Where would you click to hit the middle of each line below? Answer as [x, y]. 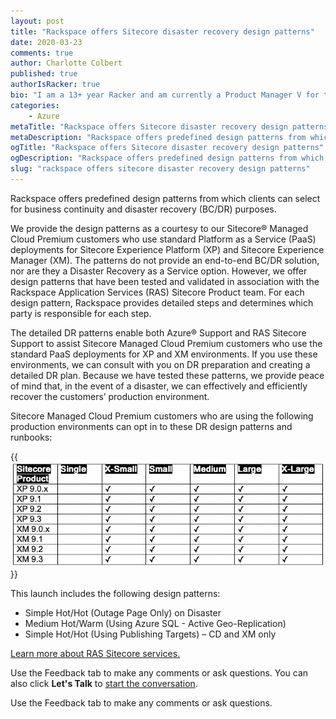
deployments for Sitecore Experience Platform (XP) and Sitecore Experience [167, 249]
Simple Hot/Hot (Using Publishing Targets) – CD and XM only [150, 634]
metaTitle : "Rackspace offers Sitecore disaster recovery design [149, 126]
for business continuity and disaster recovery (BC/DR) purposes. [143, 209]
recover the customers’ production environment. [110, 396]
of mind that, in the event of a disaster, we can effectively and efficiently [159, 386]
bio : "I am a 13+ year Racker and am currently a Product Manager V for [165, 95]
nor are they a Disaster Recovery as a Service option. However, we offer [159, 271]
